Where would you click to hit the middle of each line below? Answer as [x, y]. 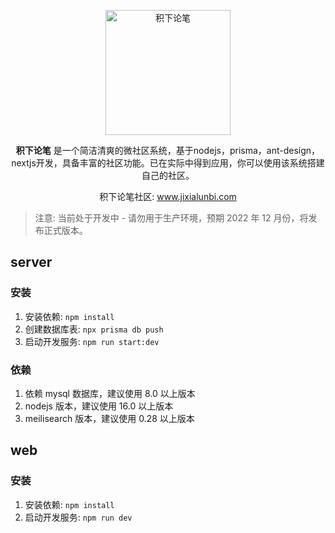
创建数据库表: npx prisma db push [94, 329]
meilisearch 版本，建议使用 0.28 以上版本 [109, 418]
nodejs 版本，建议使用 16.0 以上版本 [99, 406]
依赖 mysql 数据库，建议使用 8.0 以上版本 [110, 393]
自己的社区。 [168, 175]
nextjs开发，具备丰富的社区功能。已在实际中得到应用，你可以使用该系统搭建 [168, 163]
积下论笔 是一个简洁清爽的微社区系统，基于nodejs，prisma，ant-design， [168, 150]
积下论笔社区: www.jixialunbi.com [168, 196]
